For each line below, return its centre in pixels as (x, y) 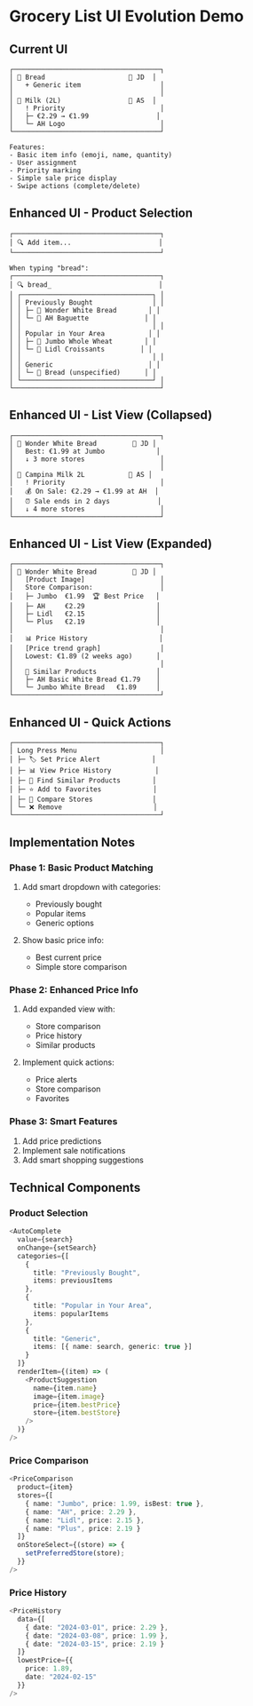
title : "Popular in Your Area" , (92, 1306)
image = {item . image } (68, 1396)
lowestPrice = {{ (45, 1661)
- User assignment (43, 163)
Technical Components (75, 1187)
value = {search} (45, 1240)
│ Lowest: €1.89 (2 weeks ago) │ (85, 656)
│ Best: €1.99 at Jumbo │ (85, 451)
